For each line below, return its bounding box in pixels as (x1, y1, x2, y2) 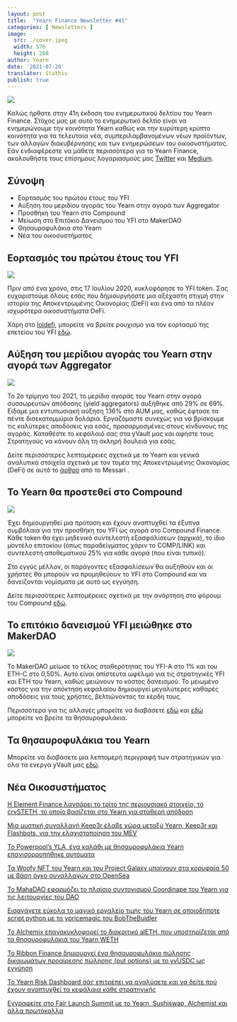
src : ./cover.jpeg (13, 37, 69, 44)
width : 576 (13, 43, 46, 50)
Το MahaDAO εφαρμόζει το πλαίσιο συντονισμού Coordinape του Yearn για (7, 885, 229, 894)
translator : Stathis (7, 70, 69, 77)
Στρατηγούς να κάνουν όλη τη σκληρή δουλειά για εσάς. (7, 437, 177, 445)
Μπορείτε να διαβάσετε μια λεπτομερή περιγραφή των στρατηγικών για (7, 753, 221, 762)
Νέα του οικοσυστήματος (17, 231, 93, 240)
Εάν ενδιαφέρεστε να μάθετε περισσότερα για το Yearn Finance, (7, 147, 200, 155)
